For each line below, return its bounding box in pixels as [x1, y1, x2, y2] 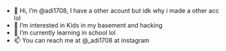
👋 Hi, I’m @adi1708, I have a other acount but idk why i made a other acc [13, 7, 219, 14]
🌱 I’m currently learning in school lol [13, 28, 116, 37]
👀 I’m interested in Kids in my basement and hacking [13, 21, 163, 29]
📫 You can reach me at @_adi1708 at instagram [13, 37, 150, 44]
